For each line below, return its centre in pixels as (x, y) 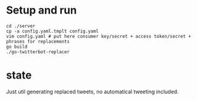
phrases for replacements (38, 41)
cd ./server (21, 26)
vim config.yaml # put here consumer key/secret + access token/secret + (99, 36)
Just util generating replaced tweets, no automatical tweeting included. (92, 92)
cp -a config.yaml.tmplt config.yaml (52, 31)
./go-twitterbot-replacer (38, 52)
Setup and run (42, 10)
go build (17, 47)
